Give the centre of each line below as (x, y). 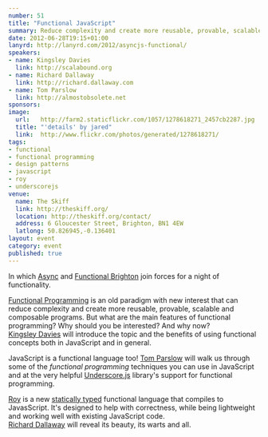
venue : (19, 194)
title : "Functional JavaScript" (62, 23)
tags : (17, 142)
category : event (35, 246)
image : (19, 113)
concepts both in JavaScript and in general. (80, 342)
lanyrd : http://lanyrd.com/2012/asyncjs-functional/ (98, 46)
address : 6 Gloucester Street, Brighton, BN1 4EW (99, 224)
